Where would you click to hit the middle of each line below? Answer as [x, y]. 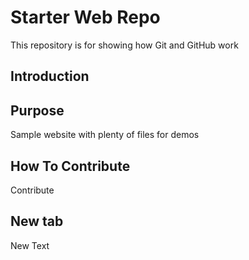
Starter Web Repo [85, 17]
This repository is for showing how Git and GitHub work [124, 45]
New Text [30, 245]
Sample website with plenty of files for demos [105, 135]
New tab [37, 221]
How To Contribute [70, 166]
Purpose [37, 110]
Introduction [50, 76]
